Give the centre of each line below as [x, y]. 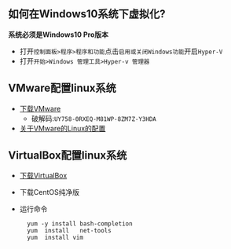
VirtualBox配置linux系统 [68, 156]
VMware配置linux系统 [62, 88]
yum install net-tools [69, 231]
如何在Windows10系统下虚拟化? [87, 14]
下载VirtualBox [43, 176]
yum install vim [55, 238]
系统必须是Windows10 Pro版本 [58, 35]
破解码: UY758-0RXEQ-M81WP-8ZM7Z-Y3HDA [94, 118]
